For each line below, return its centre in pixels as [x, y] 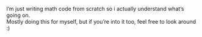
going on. [18, 15]
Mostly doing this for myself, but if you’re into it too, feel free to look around [101, 22]
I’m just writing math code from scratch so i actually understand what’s [95, 9]
